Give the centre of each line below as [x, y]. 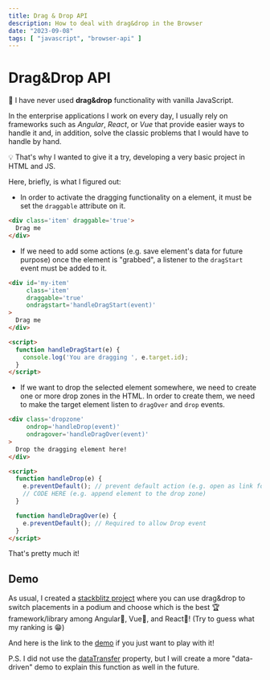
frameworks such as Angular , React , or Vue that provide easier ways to [127, 125]
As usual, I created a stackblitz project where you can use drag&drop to [127, 598]
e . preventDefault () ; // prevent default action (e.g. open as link [138, 486]
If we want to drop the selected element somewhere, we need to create [138, 388]
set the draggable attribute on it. [73, 206]
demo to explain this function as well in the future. [117, 667]
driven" [20, 667]
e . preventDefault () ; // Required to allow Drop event [115, 523]
